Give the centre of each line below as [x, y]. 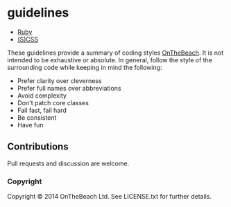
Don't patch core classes [53, 102]
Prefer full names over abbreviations [69, 88]
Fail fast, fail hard [42, 110]
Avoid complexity [42, 96]
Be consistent [37, 117]
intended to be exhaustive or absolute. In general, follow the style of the [110, 60]
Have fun [30, 125]
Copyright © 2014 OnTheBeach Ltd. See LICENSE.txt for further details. [109, 197]
